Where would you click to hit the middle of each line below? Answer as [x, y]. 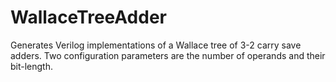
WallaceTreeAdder [88, 17]
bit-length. [32, 66]
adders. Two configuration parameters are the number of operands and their [168, 55]
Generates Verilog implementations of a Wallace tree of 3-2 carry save [156, 45]
